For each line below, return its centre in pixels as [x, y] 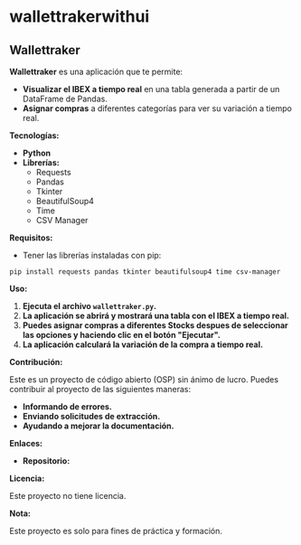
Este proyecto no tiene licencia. [68, 496]
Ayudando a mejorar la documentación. [98, 426]
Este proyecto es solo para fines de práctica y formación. [116, 531]
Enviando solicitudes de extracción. [91, 416]
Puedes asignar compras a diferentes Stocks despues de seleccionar [155, 325]
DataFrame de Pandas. [65, 99]
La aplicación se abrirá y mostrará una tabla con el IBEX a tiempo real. [156, 315]
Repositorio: [46, 461]
